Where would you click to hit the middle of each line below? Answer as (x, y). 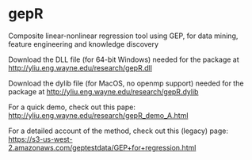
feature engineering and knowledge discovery (84, 44)
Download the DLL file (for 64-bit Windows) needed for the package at (124, 59)
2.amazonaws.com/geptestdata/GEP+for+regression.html (102, 147)
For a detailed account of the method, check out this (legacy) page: (118, 131)
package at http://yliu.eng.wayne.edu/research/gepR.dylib (103, 91)
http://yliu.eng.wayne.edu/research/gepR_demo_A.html (98, 115)
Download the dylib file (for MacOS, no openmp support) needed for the (126, 83)
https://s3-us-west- (40, 139)
